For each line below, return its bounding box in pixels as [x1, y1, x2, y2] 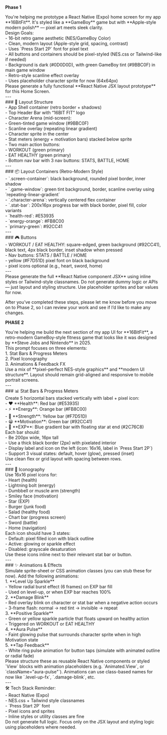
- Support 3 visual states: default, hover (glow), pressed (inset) [5, 450, 135, 456]
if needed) [5, 57, 26, 62]
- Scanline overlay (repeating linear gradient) [5, 126, 98, 132]
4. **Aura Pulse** [5, 626, 43, 632]
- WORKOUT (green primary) [5, 147, 65, 153]
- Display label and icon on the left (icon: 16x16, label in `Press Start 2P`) [5, 445, 153, 451]
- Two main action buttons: [5, 142, 61, 147]
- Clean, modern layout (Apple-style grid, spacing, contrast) [5, 41, 129, 47]
